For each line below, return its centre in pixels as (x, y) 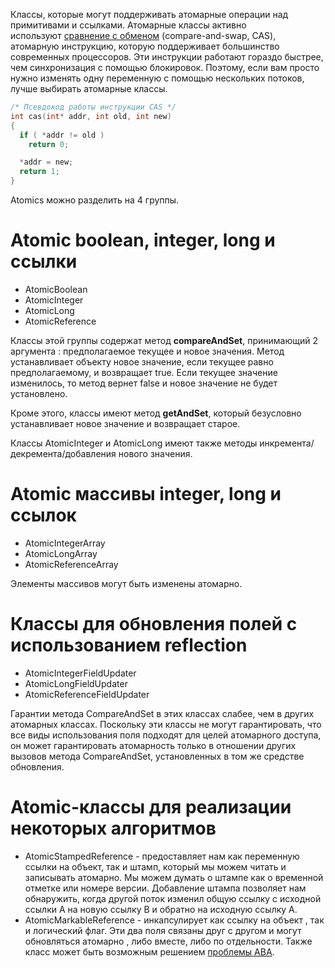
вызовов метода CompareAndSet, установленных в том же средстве (157, 756)
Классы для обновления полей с (154, 624)
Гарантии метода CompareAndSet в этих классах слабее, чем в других (162, 713)
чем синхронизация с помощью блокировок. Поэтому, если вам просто (165, 67)
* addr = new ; (46, 162)
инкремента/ (287, 443)
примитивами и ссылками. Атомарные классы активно (128, 25)
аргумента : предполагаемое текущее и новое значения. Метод (147, 351)
